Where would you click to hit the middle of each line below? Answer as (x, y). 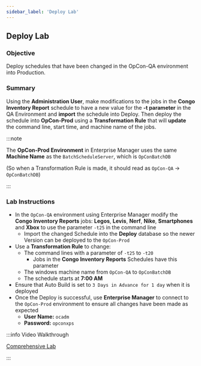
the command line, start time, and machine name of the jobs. (81, 127)
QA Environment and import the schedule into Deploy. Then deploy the (94, 114)
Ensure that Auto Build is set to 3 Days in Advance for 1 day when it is (102, 284)
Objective (21, 53)
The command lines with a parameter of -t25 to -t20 (89, 253)
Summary (21, 88)
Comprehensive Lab (31, 346)
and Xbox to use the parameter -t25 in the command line (85, 227)
